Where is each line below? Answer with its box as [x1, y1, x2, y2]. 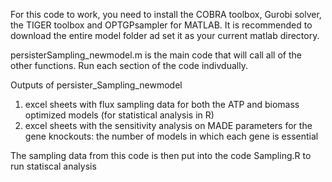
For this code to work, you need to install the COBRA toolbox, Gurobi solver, [10, 9, 322, 20]
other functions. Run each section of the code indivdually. [10, 60, 248, 71]
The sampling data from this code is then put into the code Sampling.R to [10, 150, 312, 161]
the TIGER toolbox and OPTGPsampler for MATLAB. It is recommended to [10, 19, 313, 31]
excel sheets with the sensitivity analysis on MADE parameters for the [24, 120, 313, 131]
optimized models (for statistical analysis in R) [24, 109, 215, 121]
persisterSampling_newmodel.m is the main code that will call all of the [10, 49, 302, 61]
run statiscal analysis [10, 160, 97, 172]
